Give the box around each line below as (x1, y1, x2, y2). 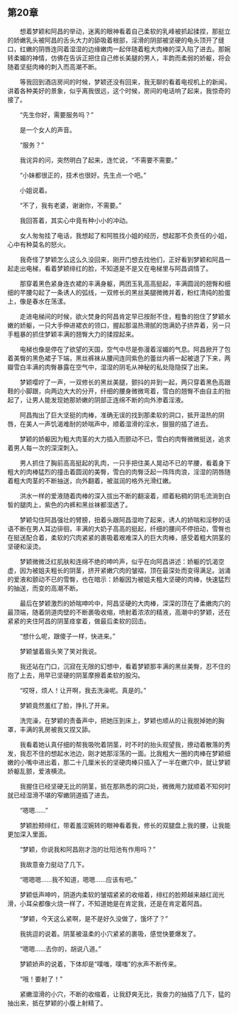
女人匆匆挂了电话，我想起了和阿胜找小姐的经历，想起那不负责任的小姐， (19, 231, 231, 239)
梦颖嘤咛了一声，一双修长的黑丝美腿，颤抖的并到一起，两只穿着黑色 (19, 377, 218, 386)
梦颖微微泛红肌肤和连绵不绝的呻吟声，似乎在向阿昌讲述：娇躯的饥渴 (19, 557, 218, 566)
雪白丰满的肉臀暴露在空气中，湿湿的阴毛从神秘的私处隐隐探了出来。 (13, 362, 212, 371)
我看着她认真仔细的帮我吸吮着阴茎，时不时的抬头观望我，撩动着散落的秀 (19, 740, 231, 748)
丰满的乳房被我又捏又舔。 (19, 725, 94, 733)
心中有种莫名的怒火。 (7, 240, 69, 249)
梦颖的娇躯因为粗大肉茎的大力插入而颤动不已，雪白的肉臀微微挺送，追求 (19, 434, 231, 443)
